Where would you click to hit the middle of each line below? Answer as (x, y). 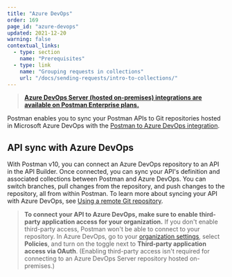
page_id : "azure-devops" (43, 26)
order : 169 (23, 20)
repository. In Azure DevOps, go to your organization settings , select (122, 237)
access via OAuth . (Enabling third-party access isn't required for (117, 251)
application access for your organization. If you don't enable (130, 222)
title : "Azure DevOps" (40, 14)
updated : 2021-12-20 (37, 33)
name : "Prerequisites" (52, 59)
